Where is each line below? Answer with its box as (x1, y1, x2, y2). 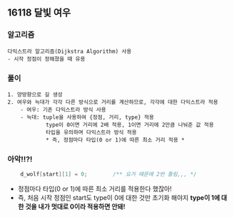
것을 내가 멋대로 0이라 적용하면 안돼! (24, 202, 126, 211)
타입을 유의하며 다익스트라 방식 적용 (45, 129, 137, 136)
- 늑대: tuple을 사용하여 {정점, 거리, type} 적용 (20, 113, 155, 121)
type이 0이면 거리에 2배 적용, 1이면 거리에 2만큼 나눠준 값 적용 (45, 121, 214, 128)
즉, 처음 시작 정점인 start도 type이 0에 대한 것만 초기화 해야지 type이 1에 (17, 194, 220, 202)
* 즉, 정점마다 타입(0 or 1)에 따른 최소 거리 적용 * (45, 136, 185, 144)
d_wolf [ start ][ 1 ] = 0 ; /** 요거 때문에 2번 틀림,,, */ (20, 171, 198, 178)
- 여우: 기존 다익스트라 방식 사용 (20, 106, 106, 113)
